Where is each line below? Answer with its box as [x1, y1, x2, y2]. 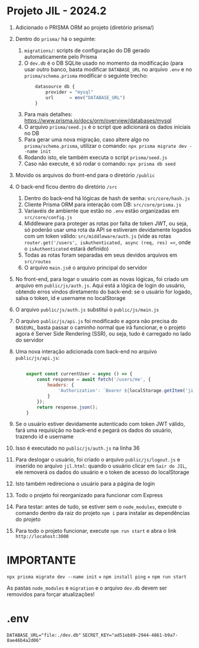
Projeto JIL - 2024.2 [7, 4, 107, 18]
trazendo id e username [15, 433, 74, 440]
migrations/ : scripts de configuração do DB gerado [24, 46, 150, 54]
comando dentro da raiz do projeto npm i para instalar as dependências [15, 510, 190, 517]
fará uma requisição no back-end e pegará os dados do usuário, [15, 426, 172, 434]
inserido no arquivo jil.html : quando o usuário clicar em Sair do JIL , [15, 462, 187, 470]
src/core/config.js [24, 215, 73, 221]
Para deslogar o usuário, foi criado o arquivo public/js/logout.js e [15, 456, 181, 463]
